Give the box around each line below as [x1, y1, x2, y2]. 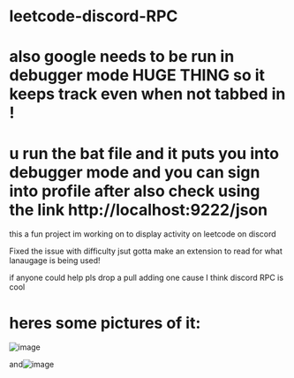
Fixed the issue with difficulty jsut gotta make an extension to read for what [9, 246, 283, 257]
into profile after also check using [9, 181, 260, 200]
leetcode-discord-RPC [9, 6, 178, 26]
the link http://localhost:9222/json [9, 200, 268, 220]
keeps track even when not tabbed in [9, 84, 286, 104]
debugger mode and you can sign [9, 162, 260, 182]
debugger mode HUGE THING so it [9, 65, 266, 86]
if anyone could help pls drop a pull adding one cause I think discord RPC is [9, 272, 284, 283]
